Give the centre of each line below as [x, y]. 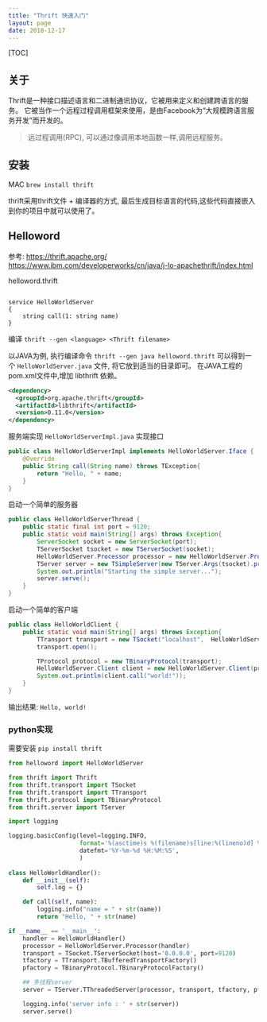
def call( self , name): [60, 902]
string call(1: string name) [71, 316]
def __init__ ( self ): [56, 880]
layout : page [30, 23]
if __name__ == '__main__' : [55, 931]
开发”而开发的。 [41, 121]
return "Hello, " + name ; [80, 474]
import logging [33, 822]
